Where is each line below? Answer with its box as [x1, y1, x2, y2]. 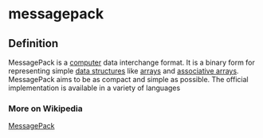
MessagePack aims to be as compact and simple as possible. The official [8, 75, 249, 84]
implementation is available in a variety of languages [8, 83, 181, 93]
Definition [8, 37, 58, 50]
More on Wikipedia [8, 103, 83, 114]
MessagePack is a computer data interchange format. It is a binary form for [8, 57, 255, 67]
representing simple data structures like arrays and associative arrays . [8, 66, 239, 76]
